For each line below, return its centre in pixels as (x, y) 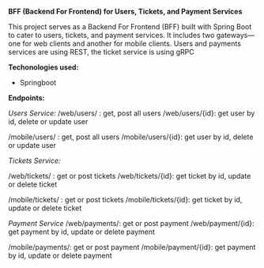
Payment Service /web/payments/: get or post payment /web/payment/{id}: (131, 223)
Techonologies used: (43, 67)
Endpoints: (26, 98)
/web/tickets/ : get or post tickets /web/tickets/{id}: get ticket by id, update (130, 176)
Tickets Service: (34, 160)
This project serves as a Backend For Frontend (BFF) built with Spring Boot (130, 26)
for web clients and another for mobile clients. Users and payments (132, 43)
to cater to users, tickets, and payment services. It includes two (111, 35)
